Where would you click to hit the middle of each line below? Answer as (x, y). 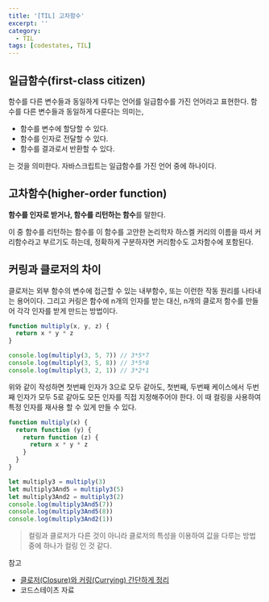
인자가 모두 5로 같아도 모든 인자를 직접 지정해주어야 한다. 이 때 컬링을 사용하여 (139, 396)
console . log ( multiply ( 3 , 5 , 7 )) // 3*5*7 (79, 355)
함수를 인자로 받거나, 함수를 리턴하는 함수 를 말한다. (87, 214)
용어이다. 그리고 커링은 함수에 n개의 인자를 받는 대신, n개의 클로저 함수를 (130, 301)
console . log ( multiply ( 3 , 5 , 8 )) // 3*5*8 (79, 363)
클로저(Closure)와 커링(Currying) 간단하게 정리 (95, 580)
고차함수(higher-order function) (88, 194)
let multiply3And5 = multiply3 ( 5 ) (66, 489)
